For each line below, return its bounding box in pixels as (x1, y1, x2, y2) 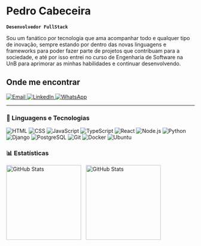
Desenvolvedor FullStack (6, 24, 68, 30)
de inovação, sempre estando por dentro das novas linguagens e (6, 41, 166, 48)
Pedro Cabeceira (6, 4, 92, 18)
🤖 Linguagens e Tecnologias (6, 114, 90, 122)
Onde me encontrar (6, 77, 81, 87)
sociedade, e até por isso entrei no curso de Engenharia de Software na (6, 53, 184, 60)
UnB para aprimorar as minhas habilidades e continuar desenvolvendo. (6, 60, 181, 67)
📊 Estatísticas (6, 148, 49, 157)
